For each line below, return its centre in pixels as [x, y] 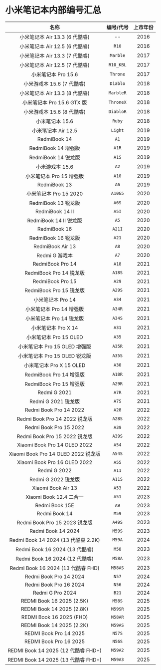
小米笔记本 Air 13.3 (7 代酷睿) [55, 55]
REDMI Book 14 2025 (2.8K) [55, 609]
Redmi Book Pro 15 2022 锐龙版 [55, 436]
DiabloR [117, 111]
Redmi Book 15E [55, 505]
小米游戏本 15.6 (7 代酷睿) [55, 84]
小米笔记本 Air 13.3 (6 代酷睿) [55, 37]
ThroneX [117, 102]
